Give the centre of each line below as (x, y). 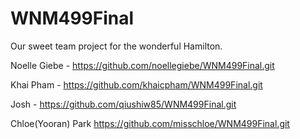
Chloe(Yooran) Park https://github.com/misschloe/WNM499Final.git (150, 123)
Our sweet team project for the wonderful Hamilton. (116, 46)
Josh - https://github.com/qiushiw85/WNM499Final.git (123, 104)
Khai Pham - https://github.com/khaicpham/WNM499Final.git (136, 84)
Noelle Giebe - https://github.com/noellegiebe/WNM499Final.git (142, 65)
